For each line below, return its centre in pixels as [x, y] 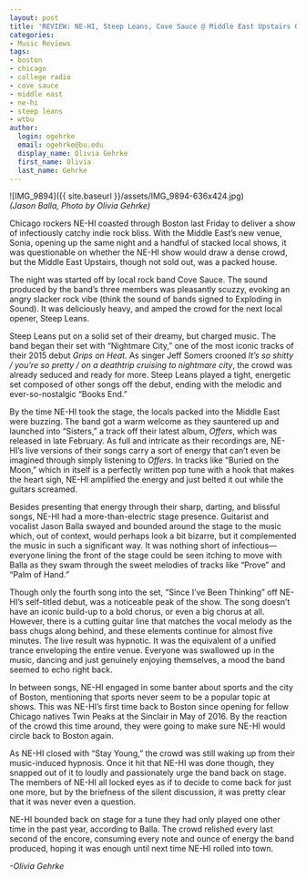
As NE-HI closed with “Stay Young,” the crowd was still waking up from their [153, 753]
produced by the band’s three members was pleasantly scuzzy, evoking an [150, 290]
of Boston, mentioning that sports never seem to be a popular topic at [140, 697]
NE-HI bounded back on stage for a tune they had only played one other [145, 820]
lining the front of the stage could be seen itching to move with [164, 556]
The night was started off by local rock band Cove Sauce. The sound [138, 280]
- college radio [40, 77]
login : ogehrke [46, 137]
